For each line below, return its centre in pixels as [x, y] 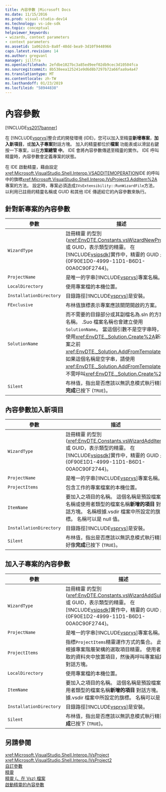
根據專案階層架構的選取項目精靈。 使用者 [113, 649]
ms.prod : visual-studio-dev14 [36, 19]
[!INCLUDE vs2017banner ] [31, 128]
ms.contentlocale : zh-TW [31, 79]
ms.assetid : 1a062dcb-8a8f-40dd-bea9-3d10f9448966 [58, 46]
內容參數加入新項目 [34, 410]
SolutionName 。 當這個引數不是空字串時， [114, 329]
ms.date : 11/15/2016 [26, 14]
